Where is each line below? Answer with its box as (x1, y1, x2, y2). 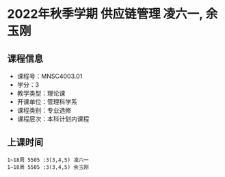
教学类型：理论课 (16, 90, 66, 97)
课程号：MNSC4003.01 (16, 72, 83, 80)
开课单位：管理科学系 (16, 98, 77, 106)
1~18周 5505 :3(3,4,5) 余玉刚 (7, 163, 89, 171)
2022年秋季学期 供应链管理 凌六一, (7, 6, 203, 22)
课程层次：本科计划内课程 (16, 115, 90, 123)
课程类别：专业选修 (16, 107, 72, 114)
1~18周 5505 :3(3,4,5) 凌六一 (7, 156, 89, 163)
